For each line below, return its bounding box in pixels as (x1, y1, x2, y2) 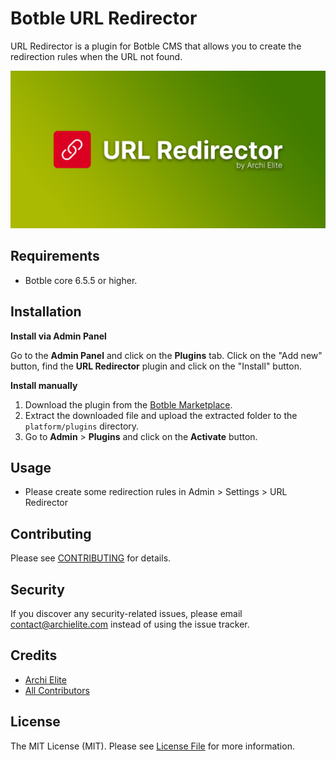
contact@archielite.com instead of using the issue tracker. (10, 618, 250, 630)
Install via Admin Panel (10, 330, 107, 342)
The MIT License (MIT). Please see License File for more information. (10, 740, 295, 752)
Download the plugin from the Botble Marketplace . (24, 398, 233, 411)
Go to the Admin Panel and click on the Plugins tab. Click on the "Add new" (10, 349, 323, 361)
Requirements (10, 248, 100, 265)
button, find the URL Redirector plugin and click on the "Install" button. (10, 360, 302, 372)
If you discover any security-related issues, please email (10, 608, 243, 619)
